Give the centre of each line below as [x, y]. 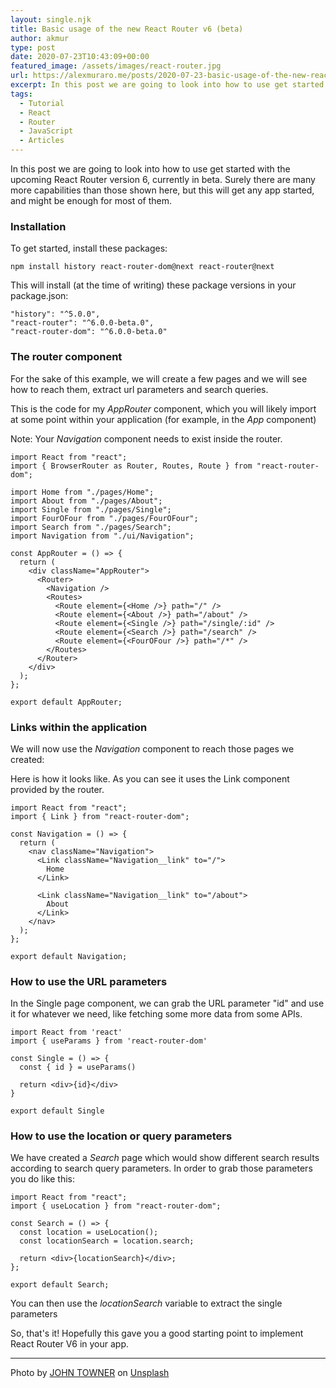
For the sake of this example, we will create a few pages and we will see [159, 378]
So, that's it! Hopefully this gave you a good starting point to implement [157, 1333]
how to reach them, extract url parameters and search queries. [139, 389]
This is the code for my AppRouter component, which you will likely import [163, 408]
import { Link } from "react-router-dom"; [100, 816]
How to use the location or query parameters [121, 1136]
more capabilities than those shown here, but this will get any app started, [162, 190]
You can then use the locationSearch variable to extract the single [146, 1303]
